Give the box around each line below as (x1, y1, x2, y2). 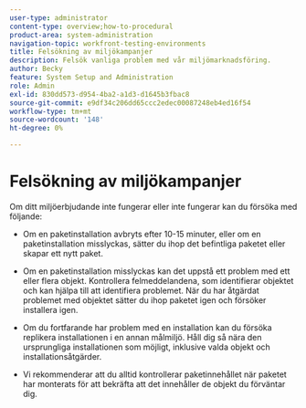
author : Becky (9, 65, 64, 74)
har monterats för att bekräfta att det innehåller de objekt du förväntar (22, 378, 286, 389)
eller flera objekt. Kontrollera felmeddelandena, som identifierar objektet (22, 275, 294, 286)
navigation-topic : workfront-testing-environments (9, 38, 206, 48)
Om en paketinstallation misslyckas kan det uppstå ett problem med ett (22, 266, 290, 277)
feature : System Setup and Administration (9, 73, 174, 82)
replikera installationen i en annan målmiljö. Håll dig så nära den (22, 331, 262, 342)
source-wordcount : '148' (9, 115, 104, 124)
